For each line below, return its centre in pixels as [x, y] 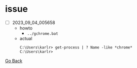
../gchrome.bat [42, 34]
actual [26, 38]
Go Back [14, 61]
